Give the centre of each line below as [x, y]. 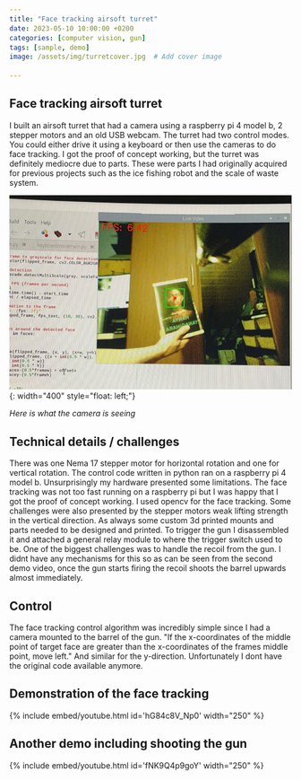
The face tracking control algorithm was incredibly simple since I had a [140, 627]
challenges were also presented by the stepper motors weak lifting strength [149, 511]
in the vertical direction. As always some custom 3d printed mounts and [142, 521]
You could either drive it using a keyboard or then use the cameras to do [142, 145]
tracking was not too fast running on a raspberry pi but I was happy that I [144, 492]
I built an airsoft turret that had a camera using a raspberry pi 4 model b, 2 [146, 125]
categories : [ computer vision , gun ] [77, 38]
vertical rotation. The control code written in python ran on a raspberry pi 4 [148, 473]
